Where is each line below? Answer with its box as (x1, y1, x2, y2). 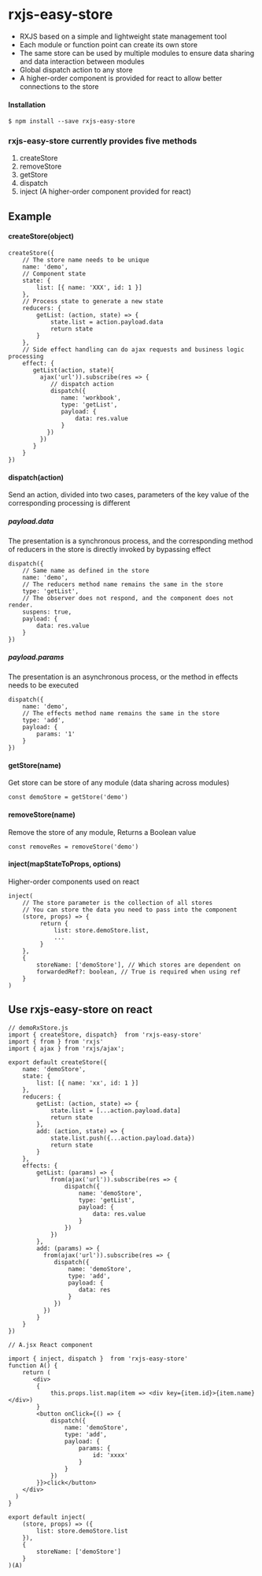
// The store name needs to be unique (22, 256, 149, 265)
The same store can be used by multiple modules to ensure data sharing (19, 48, 255, 57)
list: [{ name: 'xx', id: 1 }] (36, 1079, 139, 1087)
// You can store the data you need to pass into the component (22, 906, 238, 914)
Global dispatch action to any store (19, 65, 133, 74)
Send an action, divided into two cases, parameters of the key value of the (8, 490, 249, 499)
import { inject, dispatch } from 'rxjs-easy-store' (8, 1355, 189, 1363)
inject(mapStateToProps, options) (8, 859, 121, 869)
